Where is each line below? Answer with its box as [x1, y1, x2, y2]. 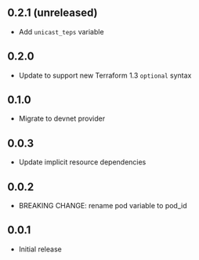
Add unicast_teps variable [18, 27, 104, 36]
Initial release [18, 244, 62, 254]
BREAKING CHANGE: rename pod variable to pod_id [18, 201, 187, 211]
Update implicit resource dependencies [18, 157, 147, 167]
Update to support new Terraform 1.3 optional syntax [18, 70, 192, 80]
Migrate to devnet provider [18, 114, 106, 124]
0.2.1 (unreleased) [7, 6, 98, 20]
